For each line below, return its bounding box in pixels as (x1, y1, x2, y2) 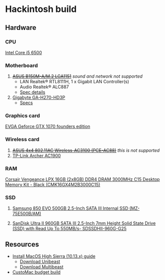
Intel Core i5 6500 (5, 49, 42, 55)
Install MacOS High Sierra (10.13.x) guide (12, 253, 96, 260)
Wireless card (5, 136, 40, 143)
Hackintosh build (5, 3, 77, 15)
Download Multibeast (19, 264, 64, 270)
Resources (5, 240, 39, 249)
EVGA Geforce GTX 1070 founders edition (5, 124, 90, 130)
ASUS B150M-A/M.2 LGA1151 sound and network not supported (12, 73, 143, 79)
